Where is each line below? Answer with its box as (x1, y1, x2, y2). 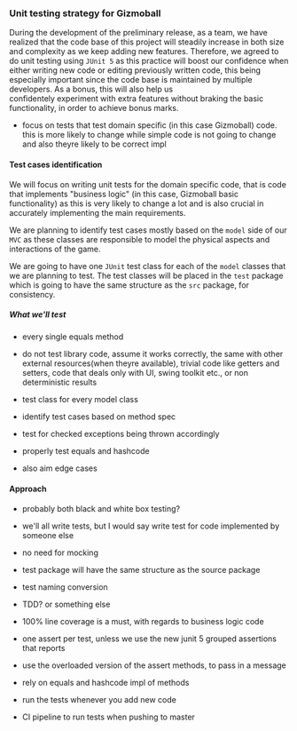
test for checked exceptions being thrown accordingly (21, 429, 220, 440)
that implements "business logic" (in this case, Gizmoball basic (9, 188, 239, 199)
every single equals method (21, 331, 124, 342)
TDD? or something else (21, 599, 111, 609)
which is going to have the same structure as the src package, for (9, 279, 250, 290)
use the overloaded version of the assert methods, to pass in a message (21, 660, 286, 671)
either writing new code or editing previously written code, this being (9, 65, 262, 75)
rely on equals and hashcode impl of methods (21, 677, 190, 687)
